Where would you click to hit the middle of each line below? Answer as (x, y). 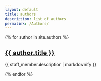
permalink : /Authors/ (27, 23)
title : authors (20, 14)
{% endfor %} (19, 74)
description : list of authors (36, 19)
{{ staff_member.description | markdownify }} (51, 65)
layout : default (21, 10)
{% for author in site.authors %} (37, 37)
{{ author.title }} (30, 53)
